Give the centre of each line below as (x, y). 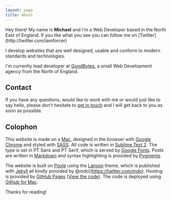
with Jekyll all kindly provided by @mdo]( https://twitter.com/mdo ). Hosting (84, 171)
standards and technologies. (35, 56)
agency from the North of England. (42, 71)
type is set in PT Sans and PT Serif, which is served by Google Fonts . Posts (84, 150)
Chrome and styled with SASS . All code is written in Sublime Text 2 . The (81, 145)
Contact (18, 87)
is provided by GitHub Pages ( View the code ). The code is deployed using (83, 177)
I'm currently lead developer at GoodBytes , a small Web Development (79, 66)
